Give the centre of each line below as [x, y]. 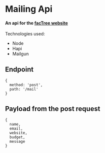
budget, [17, 137]
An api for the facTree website [36, 23]
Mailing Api [29, 9]
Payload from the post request [53, 108]
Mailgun [20, 54]
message [17, 142]
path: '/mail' [24, 90]
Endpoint [19, 69]
